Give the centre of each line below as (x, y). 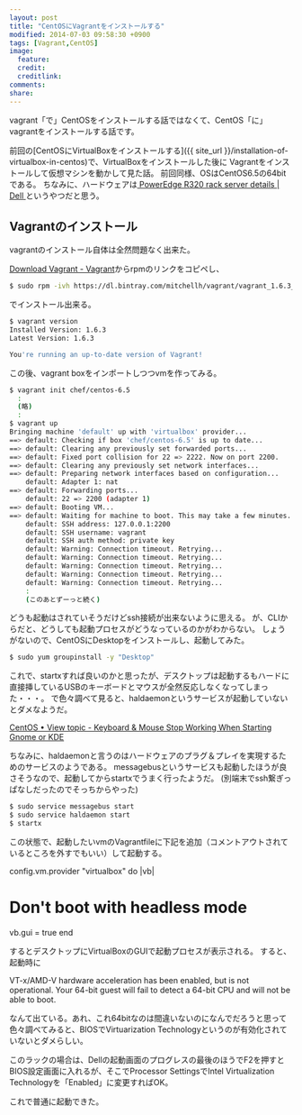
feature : (34, 59)
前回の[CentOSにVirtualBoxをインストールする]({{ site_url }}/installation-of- (149, 151)
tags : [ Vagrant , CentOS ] (54, 43)
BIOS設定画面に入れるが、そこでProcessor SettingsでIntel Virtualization (142, 1071)
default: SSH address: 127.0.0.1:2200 (98, 524)
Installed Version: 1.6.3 (58, 330)
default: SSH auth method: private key (100, 541)
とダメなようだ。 (41, 709)
